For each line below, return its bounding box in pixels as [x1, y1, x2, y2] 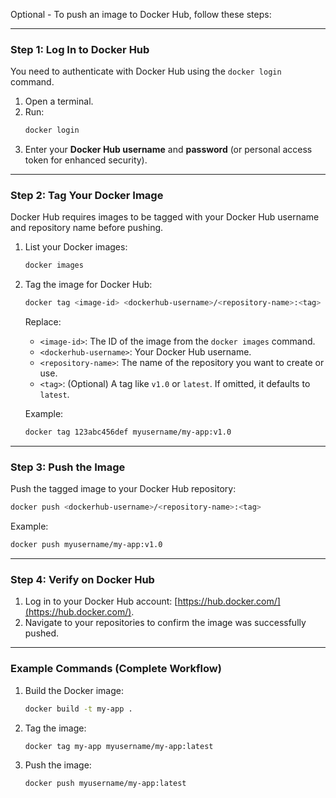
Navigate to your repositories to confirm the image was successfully [24, 617, 307, 629]
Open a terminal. [24, 95, 94, 108]
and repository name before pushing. [10, 222, 164, 234]
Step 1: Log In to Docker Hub [10, 42, 150, 56]
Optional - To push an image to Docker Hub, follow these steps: [10, 9, 272, 20]
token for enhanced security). [24, 154, 148, 166]
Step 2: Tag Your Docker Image [10, 189, 164, 203]
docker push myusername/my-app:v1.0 [10, 540, 163, 550]
